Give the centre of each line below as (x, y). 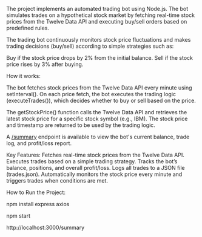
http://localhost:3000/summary (45, 227)
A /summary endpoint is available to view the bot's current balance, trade (98, 137)
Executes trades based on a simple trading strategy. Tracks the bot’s (92, 161)
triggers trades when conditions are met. (57, 180)
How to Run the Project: (36, 192)
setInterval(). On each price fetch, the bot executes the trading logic (91, 94)
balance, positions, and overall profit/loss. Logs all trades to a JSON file (96, 168)
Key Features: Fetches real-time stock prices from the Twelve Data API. (96, 155)
